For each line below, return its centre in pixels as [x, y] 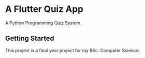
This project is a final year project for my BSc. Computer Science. [72, 50]
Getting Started [30, 38]
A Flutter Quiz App [44, 9]
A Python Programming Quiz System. [43, 23]
